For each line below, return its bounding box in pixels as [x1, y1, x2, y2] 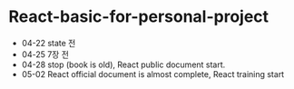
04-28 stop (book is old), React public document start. [21, 59, 226, 70]
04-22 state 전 [21, 37, 76, 48]
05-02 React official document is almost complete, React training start [21, 68, 285, 79]
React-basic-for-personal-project [8, 6, 269, 27]
